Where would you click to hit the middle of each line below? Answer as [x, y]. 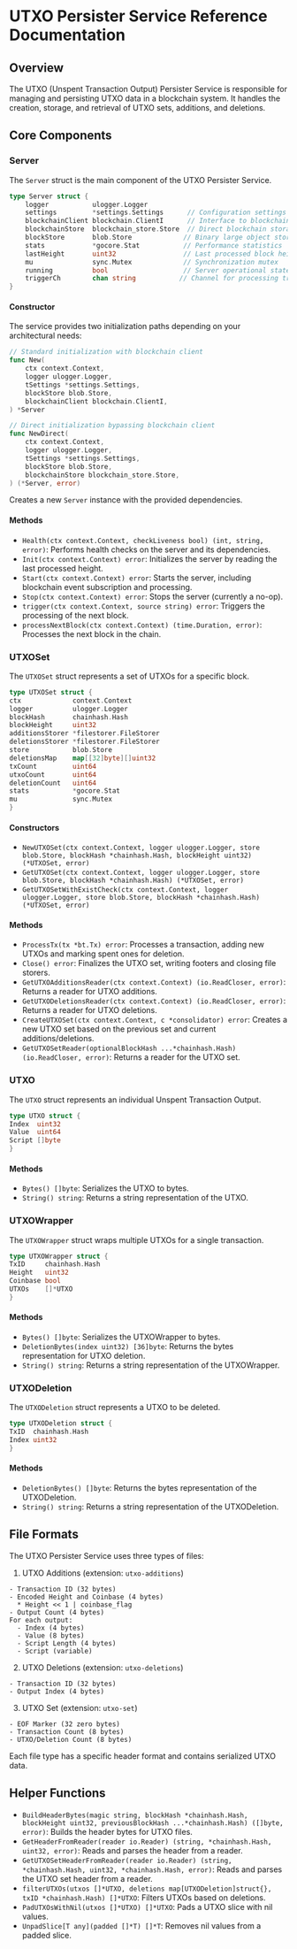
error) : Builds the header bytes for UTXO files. [107, 1831]
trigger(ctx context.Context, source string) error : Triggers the [143, 606]
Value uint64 [35, 1132]
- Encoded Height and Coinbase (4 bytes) [87, 1597]
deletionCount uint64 [53, 783]
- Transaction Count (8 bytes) [67, 1731]
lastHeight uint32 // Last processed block [150, 254]
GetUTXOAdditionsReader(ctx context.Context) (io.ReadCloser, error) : [154, 982]
